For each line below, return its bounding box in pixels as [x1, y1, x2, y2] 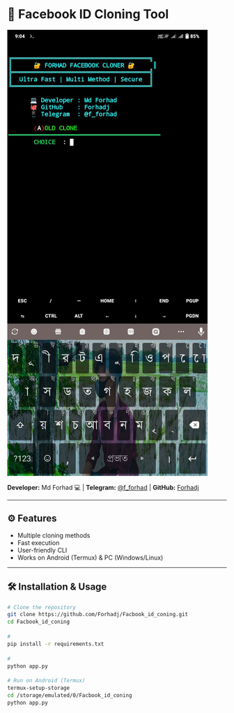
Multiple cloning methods [17, 531, 91, 539]
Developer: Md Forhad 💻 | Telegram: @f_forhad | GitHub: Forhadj [7, 483, 200, 491]
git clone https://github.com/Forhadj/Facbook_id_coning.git [7, 611, 189, 618]
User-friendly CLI [17, 546, 68, 554]
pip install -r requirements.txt [7, 641, 104, 647]
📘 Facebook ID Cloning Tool [7, 6, 169, 22]
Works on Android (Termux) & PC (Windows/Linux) [17, 553, 164, 562]
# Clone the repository [7, 604, 77, 611]
